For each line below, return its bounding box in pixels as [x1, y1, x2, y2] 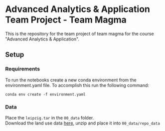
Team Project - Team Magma [5, 14, 127, 25]
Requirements [5, 65, 40, 72]
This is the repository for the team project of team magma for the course [5, 30, 154, 36]
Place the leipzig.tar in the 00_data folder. [5, 114, 94, 120]
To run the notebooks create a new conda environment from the [5, 76, 137, 83]
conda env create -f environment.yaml [5, 91, 86, 97]
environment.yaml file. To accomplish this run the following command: [5, 82, 150, 88]
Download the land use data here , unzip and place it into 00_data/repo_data [5, 120, 161, 126]
